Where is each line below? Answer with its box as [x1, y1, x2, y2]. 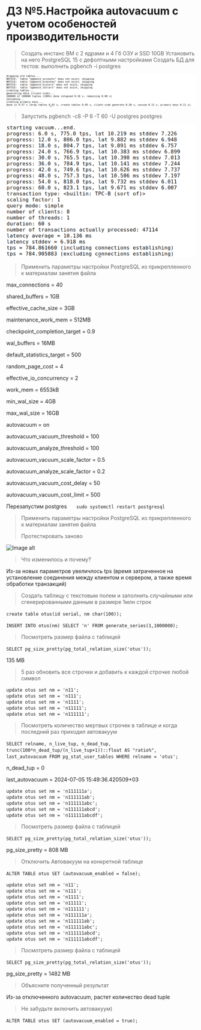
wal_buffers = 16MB [6, 340, 55, 347]
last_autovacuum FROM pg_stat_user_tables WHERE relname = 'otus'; [6, 754, 179, 760]
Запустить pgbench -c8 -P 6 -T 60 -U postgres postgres [20, 113, 163, 120]
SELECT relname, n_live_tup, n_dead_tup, [6, 741, 112, 747]
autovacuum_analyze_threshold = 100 [6, 444, 100, 452]
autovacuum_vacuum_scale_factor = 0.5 [6, 456, 106, 464]
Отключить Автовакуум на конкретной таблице [20, 858, 143, 865]
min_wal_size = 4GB [6, 398, 56, 405]
